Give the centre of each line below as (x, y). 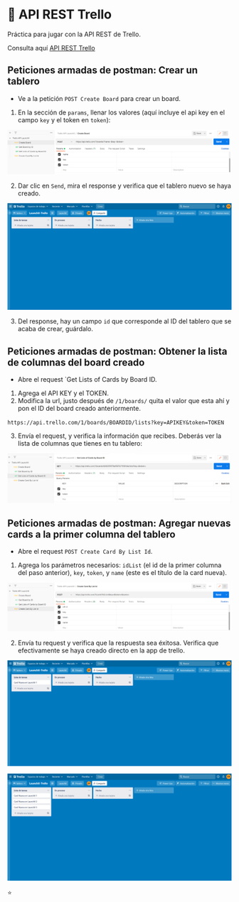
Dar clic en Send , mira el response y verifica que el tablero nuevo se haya (124, 186)
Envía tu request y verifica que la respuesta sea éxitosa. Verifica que (118, 643)
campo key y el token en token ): (64, 119)
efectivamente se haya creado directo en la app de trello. (101, 650)
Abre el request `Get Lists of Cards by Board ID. (87, 380)
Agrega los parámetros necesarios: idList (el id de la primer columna (119, 565)
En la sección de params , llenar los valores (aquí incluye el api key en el (121, 112)
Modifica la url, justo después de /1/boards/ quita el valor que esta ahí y (123, 401)
